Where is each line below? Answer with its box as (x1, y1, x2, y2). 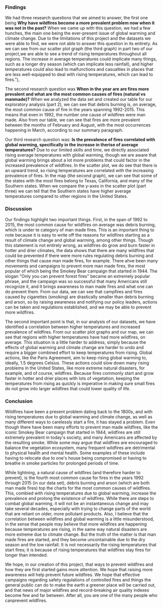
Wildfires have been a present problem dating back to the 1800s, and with (5, 409, 153, 415)
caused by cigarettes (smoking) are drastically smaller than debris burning (5, 294, 154, 300)
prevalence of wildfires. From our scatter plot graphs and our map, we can (5, 329, 154, 335)
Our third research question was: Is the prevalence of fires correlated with (5, 137, 155, 143)
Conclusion (5, 398, 33, 404)
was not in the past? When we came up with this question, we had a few (5, 25, 151, 31)
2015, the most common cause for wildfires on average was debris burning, (5, 222, 156, 227)
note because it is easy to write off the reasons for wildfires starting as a (5, 232, 150, 238)
